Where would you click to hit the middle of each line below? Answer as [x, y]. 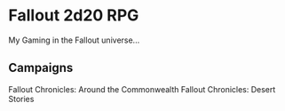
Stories [21, 99]
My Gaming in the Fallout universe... [74, 40]
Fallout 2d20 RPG [74, 16]
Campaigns [41, 68]
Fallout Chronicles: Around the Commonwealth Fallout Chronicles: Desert [142, 89]
